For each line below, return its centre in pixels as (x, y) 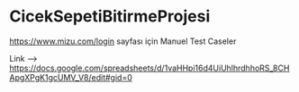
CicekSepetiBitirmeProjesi (110, 17)
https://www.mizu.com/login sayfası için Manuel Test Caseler (123, 41)
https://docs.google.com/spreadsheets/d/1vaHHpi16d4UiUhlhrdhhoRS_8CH (149, 68)
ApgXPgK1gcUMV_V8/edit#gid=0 (71, 77)
